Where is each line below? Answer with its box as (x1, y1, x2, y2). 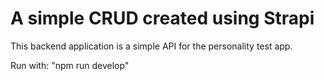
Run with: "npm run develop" (10, 59, 130, 71)
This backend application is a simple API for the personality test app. (10, 40, 293, 52)
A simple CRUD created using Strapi (10, 7, 315, 30)
